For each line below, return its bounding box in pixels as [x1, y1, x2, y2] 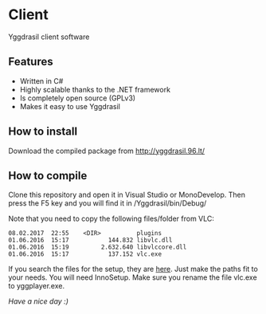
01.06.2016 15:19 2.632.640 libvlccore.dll [8, 243, 187, 252]
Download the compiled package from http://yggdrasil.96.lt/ [8, 146, 205, 155]
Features [8, 55, 53, 69]
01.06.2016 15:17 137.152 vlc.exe [8, 250, 162, 258]
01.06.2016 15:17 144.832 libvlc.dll [8, 237, 173, 245]
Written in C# [19, 76, 64, 85]
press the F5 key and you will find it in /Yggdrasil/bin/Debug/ [8, 198, 207, 208]
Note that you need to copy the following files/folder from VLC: [8, 214, 215, 224]
